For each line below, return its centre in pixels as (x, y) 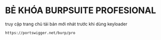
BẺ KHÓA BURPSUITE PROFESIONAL (81, 10)
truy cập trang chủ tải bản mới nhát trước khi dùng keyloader (66, 24)
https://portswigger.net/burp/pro (40, 33)
